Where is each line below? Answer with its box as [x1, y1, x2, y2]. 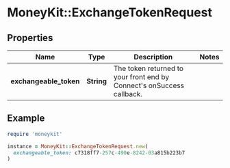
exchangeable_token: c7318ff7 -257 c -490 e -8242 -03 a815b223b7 [13, 149, 186, 156]
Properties [7, 32, 53, 44]
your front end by [113, 72, 170, 81]
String [86, 76, 107, 86]
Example [7, 113, 45, 124]
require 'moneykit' [7, 130, 63, 137]
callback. [113, 89, 142, 98]
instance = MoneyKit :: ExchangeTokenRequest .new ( [7, 143, 149, 150]
